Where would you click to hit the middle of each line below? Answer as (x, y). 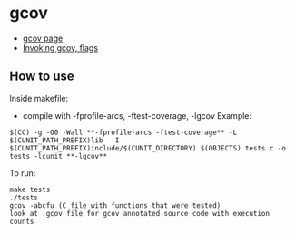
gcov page (43, 38)
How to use (42, 77)
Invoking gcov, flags (60, 47)
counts (22, 221)
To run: (23, 173)
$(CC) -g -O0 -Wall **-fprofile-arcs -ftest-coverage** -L (123, 132)
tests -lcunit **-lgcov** (58, 156)
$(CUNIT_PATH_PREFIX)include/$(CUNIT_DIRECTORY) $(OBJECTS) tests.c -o (147, 148)
